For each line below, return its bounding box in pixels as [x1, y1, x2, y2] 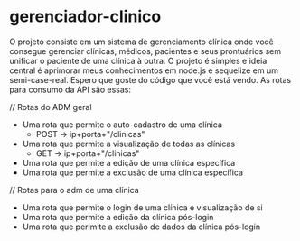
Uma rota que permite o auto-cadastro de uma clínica [22, 119, 223, 130]
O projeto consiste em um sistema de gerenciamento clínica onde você [9, 36, 274, 47]
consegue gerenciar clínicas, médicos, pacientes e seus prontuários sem [9, 45, 282, 56]
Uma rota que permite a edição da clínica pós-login [22, 211, 214, 222]
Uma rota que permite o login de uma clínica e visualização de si [22, 201, 264, 213]
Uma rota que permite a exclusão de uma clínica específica [22, 167, 244, 178]
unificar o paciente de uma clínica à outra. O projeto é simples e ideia [9, 55, 267, 66]
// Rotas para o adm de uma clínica [9, 184, 140, 195]
